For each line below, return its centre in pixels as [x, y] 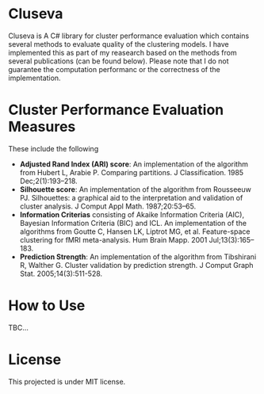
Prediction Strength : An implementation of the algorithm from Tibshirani [138, 256]
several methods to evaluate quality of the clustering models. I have [119, 44]
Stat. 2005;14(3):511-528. [61, 274]
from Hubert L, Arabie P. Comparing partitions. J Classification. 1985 [132, 172]
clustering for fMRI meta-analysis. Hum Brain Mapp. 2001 [113, 239]
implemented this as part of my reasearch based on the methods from [122, 52]
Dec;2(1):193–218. [48, 181]
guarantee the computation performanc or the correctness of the [114, 69]
